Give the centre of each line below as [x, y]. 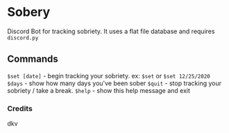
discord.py [23, 38]
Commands [33, 59]
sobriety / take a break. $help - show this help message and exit [99, 90]
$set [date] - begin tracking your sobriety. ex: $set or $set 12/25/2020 [109, 76]
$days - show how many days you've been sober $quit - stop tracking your [114, 83]
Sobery [29, 12]
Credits [20, 108]
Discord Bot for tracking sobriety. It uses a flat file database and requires [111, 31]
